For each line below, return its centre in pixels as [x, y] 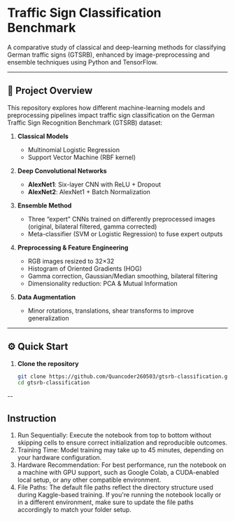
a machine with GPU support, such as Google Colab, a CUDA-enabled [118, 473]
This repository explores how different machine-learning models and [106, 107]
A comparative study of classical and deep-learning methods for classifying [116, 47]
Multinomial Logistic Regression [74, 149]
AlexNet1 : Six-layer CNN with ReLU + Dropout [94, 184]
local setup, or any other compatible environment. [89, 480]
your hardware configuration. [59, 458]
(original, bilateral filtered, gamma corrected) [92, 226]
